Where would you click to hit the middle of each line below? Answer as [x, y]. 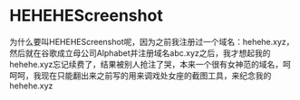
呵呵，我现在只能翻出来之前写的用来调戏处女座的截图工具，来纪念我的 [140, 75]
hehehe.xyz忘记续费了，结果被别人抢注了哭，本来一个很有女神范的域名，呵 [150, 64]
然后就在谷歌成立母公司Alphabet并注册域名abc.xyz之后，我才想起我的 [140, 53]
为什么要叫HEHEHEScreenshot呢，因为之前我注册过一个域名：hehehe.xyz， [152, 41]
